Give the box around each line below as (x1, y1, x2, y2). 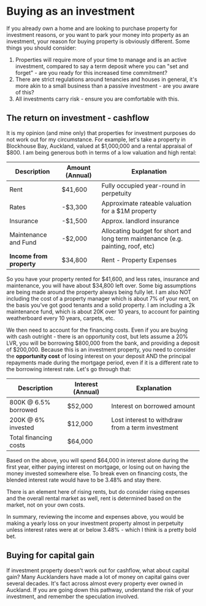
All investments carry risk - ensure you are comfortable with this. (15, 95, 180, 102)
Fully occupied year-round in (101, 181, 186, 190)
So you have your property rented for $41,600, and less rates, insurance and (6, 275, 200, 283)
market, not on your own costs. (6, 501, 85, 508)
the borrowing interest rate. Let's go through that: (6, 365, 132, 372)
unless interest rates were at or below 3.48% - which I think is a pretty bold (6, 526, 197, 533)
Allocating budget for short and (101, 226, 192, 235)
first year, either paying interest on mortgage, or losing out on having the (6, 463, 190, 470)
